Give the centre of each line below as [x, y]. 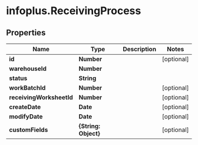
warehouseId [28, 69]
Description [140, 49]
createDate [25, 107]
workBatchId [27, 88]
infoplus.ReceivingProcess [74, 11]
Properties [26, 33]
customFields [29, 130]
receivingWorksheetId [41, 97]
